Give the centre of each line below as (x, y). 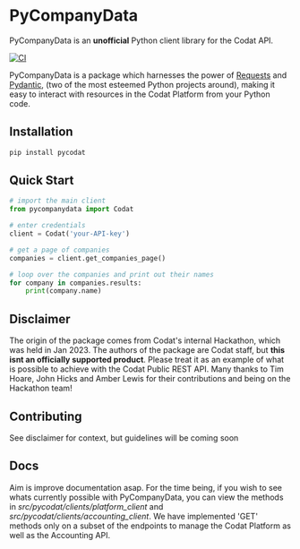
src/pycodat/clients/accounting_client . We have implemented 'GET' (133, 516)
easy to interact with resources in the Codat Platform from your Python (140, 94)
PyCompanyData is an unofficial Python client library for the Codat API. (141, 40)
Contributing (46, 416)
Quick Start (42, 180)
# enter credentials (48, 226)
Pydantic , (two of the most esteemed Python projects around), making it (142, 84)
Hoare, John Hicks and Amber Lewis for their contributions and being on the (150, 379)
